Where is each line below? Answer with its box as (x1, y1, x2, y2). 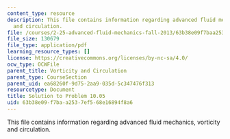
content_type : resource (7, 10, 75, 17)
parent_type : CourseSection (7, 73, 88, 81)
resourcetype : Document (7, 86, 75, 93)
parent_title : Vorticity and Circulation (7, 67, 127, 74)
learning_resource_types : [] (7, 49, 90, 55)
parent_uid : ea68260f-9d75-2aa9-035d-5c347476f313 (7, 80, 155, 87)
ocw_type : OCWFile (7, 61, 60, 68)
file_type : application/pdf (7, 42, 88, 49)
